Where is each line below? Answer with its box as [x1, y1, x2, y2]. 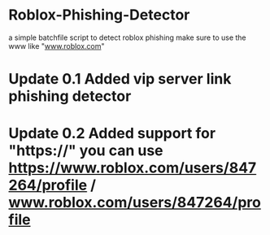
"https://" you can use [8, 141, 164, 160]
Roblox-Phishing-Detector [8, 6, 190, 24]
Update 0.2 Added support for [8, 124, 216, 143]
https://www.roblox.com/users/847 [8, 159, 257, 177]
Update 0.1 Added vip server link [8, 70, 232, 89]
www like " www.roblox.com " [8, 41, 105, 50]
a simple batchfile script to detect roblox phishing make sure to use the [8, 33, 246, 42]
